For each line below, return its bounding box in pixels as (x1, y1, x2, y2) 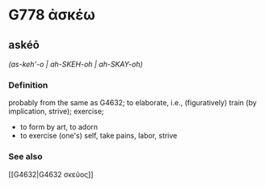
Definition (8, 79, 48, 91)
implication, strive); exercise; (8, 107, 104, 117)
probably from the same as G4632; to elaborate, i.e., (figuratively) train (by (8, 98, 257, 108)
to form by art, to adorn (19, 122, 99, 132)
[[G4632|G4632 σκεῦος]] (8, 169, 94, 179)
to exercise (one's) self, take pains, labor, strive (19, 131, 178, 141)
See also (8, 151, 43, 163)
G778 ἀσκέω (8, 6, 95, 24)
